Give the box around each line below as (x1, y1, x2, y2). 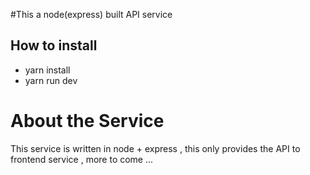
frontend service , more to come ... (10, 153, 154, 165)
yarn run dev (24, 74, 78, 86)
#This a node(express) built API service (10, 9, 173, 20)
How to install (10, 37, 98, 54)
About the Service (10, 110, 165, 132)
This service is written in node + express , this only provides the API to (10, 142, 301, 154)
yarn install (24, 64, 71, 76)
